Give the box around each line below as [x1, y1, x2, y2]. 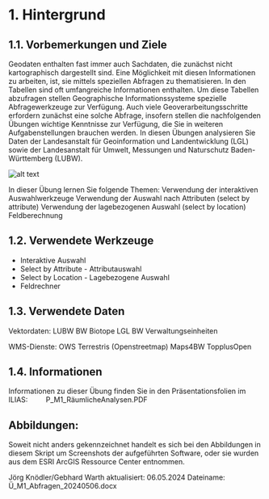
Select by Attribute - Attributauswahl [19, 264, 142, 274]
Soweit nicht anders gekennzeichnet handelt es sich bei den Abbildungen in [8, 440, 261, 450]
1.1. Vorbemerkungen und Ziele [8, 38, 167, 52]
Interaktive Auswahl [19, 255, 86, 265]
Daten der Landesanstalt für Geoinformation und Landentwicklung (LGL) [8, 136, 249, 146]
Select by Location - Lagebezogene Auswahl [19, 272, 170, 282]
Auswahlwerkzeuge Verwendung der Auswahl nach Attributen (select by [8, 194, 250, 203]
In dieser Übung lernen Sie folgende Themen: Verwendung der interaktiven [8, 185, 258, 195]
